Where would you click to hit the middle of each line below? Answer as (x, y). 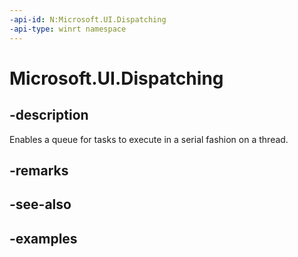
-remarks (39, 170)
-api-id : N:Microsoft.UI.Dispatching (88, 19)
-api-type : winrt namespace (68, 29)
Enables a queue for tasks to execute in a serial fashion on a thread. (149, 139)
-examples (43, 238)
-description (49, 115)
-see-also (40, 204)
